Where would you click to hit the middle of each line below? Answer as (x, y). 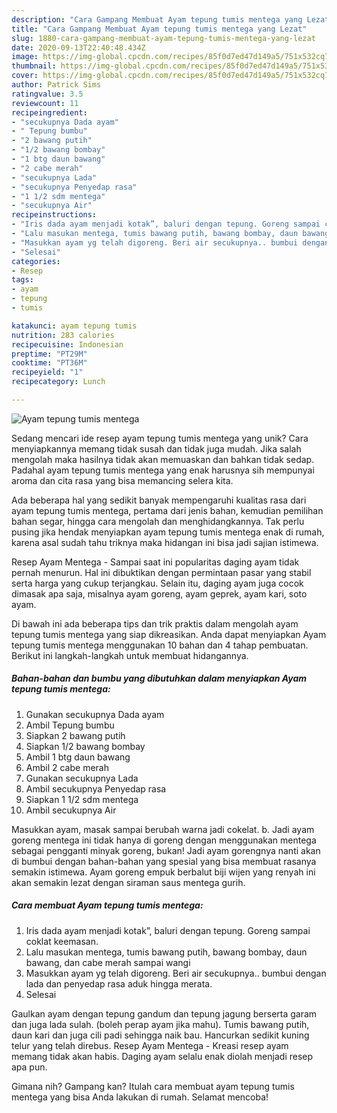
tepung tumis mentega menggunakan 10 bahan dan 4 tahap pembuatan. (160, 645)
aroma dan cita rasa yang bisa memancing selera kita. (122, 480)
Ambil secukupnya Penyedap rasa (96, 788)
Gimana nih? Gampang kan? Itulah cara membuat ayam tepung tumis (153, 1086)
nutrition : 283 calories (63, 335)
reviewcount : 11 (45, 103)
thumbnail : (34, 66)
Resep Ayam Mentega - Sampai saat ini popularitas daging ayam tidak (155, 562)
